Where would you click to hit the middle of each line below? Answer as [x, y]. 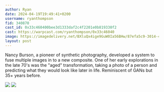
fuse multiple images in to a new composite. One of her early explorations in [82, 60]
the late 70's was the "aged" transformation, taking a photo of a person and [81, 65]
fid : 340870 [17, 23]
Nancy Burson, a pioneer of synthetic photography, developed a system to [80, 55]
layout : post [18, 41]
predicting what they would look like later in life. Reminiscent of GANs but [79, 70]
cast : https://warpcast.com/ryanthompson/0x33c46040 [60, 32]
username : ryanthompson [29, 18]
